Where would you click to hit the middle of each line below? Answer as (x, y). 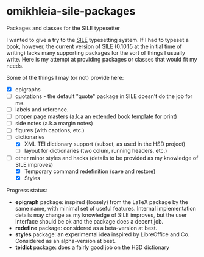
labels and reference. (42, 110)
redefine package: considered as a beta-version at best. (86, 228)
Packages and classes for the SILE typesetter (63, 28)
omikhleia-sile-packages (71, 11)
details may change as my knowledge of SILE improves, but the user (101, 215)
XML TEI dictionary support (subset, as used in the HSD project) (105, 144)
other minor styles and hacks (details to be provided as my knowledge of (107, 158)
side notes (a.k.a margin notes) (54, 124)
